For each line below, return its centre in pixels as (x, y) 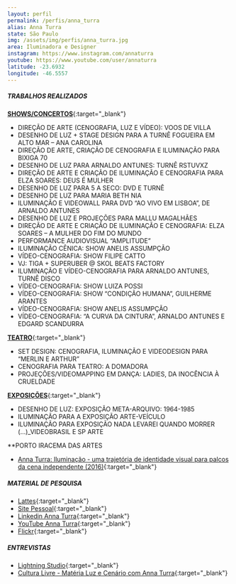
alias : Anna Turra (34, 27)
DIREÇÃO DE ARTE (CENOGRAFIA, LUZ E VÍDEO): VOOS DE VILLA (114, 128)
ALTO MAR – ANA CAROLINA (60, 143)
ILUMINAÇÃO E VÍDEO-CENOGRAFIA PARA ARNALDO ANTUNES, (113, 271)
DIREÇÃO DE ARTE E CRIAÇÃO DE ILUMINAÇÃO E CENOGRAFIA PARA (120, 173)
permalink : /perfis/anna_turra (54, 21)
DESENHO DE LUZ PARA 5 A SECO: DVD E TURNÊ (91, 188)
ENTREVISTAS (29, 548)
